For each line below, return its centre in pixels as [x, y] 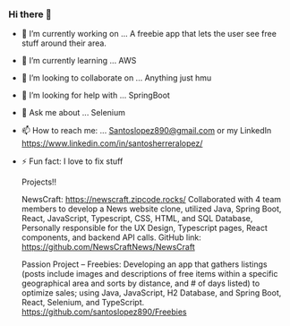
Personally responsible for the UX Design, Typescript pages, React [144, 228]
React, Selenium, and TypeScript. [83, 303]
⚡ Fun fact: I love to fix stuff [72, 161]
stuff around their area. [64, 43]
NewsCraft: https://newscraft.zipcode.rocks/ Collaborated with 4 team [151, 200]
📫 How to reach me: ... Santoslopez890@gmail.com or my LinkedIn [146, 131]
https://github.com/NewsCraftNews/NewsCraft [108, 247]
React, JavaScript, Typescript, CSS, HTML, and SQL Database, [137, 219]
